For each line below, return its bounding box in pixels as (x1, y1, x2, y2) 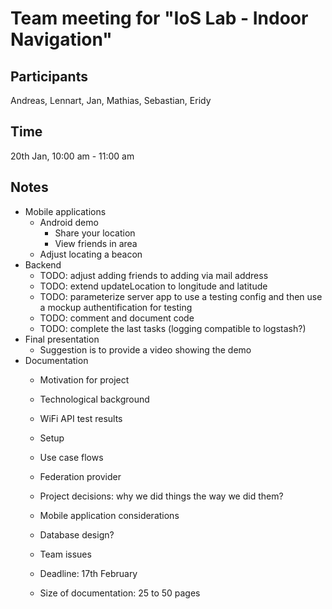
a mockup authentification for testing (39, 301, 193, 313)
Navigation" (10, 28, 113, 51)
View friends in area (54, 237, 138, 249)
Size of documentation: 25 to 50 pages (39, 587, 201, 599)
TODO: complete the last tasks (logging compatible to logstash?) (39, 322, 307, 334)
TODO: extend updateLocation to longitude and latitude (39, 280, 268, 292)
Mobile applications (24, 205, 107, 217)
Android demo (39, 216, 99, 228)
